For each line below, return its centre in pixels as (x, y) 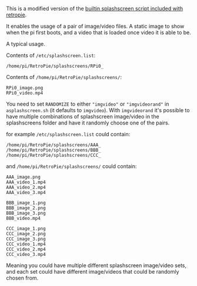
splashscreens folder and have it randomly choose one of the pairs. (88, 123)
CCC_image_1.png (26, 229)
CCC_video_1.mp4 (26, 244)
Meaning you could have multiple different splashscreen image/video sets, (96, 265)
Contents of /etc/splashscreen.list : (51, 55)
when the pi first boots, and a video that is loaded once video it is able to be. (98, 32)
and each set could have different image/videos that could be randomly (93, 272)
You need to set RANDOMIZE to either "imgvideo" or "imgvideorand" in (88, 104)
